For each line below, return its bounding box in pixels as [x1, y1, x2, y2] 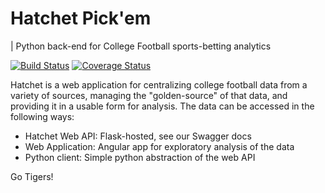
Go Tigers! [10, 170, 54, 182]
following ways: [10, 110, 75, 122]
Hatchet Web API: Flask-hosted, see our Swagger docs [24, 130, 252, 142]
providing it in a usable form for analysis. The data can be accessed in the [10, 100, 315, 112]
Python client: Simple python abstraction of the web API [24, 151, 256, 163]
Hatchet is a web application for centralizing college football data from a [10, 78, 308, 91]
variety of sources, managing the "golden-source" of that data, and [10, 89, 288, 101]
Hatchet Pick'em [10, 7, 152, 30]
